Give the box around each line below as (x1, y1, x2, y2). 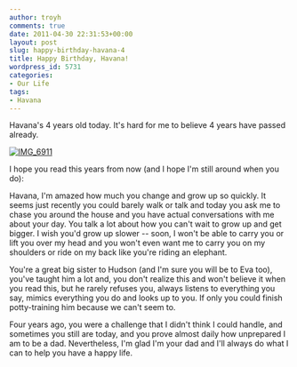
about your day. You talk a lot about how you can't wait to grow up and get (9, 219, 282, 229)
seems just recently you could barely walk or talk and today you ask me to (9, 200, 281, 211)
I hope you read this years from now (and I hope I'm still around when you (9, 164, 280, 174)
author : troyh (9, 12, 62, 22)
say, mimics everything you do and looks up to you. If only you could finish (9, 292, 283, 303)
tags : (9, 87, 29, 96)
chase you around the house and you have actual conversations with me (9, 210, 275, 220)
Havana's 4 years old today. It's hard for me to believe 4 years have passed (9, 120, 286, 131)
